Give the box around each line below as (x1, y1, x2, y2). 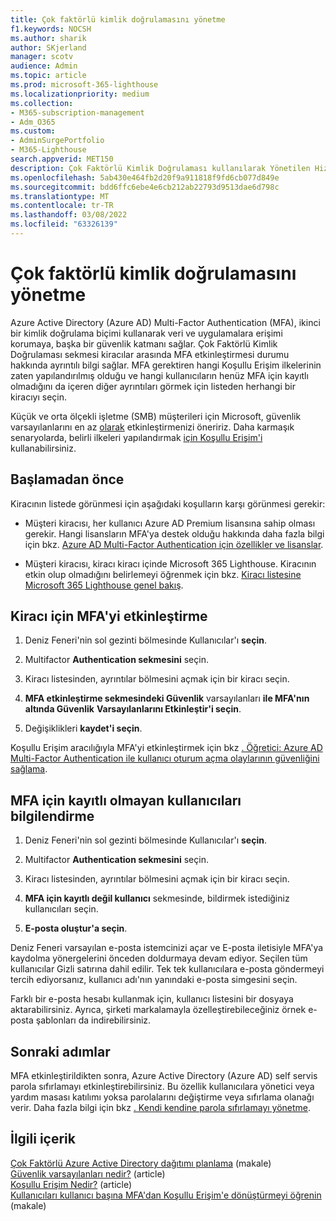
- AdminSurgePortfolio (10, 136, 105, 146)
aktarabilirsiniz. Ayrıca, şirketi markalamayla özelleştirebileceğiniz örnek (10, 1004, 307, 1016)
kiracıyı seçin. (10, 391, 68, 403)
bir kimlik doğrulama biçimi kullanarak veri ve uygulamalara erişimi (10, 327, 283, 339)
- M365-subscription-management (10, 107, 145, 118)
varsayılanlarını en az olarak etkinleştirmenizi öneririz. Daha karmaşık (10, 421, 295, 433)
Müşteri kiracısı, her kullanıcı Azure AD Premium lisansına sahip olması (24, 517, 316, 529)
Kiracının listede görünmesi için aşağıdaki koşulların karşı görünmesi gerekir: (10, 497, 326, 510)
